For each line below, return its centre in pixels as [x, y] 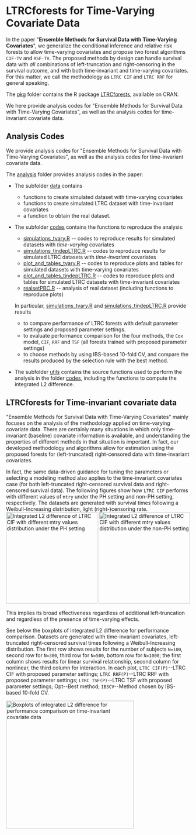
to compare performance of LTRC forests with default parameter [101, 323]
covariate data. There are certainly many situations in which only [84, 429]
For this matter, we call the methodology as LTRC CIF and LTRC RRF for [90, 77]
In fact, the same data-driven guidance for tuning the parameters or [87, 472]
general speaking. [28, 83]
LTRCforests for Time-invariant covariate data [91, 403]
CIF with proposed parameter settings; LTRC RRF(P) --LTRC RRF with [87, 674]
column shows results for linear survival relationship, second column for [92, 661]
